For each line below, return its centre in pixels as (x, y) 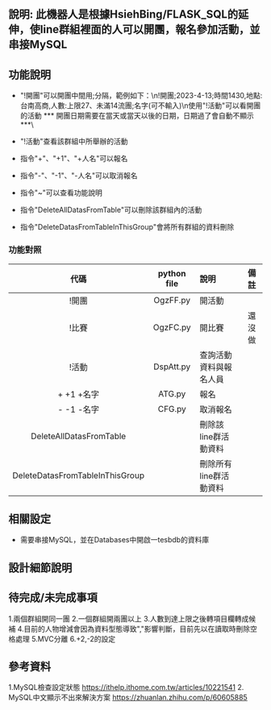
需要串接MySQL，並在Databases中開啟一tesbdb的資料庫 (115, 540)
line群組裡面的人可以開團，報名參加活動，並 (150, 29)
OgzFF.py (172, 300)
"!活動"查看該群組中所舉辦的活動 (74, 141)
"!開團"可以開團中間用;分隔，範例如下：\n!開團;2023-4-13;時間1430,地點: (141, 96)
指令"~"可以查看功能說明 (61, 193)
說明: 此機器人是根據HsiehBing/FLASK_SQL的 (123, 15)
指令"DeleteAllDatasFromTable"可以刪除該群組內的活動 (111, 210)
